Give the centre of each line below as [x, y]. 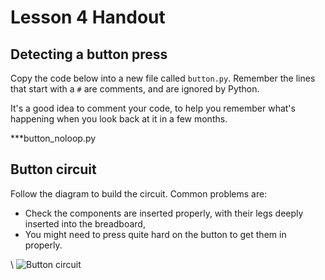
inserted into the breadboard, [85, 223]
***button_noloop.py [53, 138]
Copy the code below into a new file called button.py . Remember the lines [163, 78]
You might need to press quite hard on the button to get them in [155, 234]
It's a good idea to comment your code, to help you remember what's [153, 108]
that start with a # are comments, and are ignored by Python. [135, 89]
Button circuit [53, 169]
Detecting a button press [89, 54]
